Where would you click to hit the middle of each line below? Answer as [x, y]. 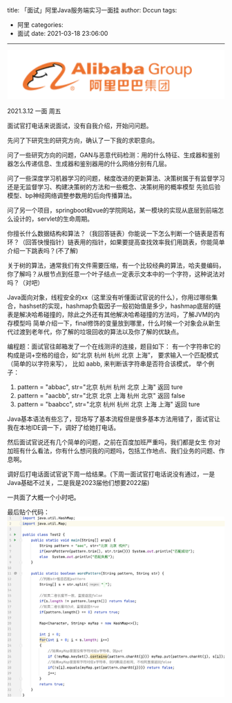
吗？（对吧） [25, 282]
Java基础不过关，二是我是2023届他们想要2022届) [78, 482]
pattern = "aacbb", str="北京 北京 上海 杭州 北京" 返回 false [101, 395]
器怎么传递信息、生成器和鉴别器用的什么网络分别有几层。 [89, 164]
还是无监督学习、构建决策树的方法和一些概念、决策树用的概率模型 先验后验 [114, 187]
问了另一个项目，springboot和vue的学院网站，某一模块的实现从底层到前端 [113, 210]
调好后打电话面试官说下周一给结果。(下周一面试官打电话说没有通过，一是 [111, 474]
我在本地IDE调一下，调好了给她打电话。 [64, 427]
